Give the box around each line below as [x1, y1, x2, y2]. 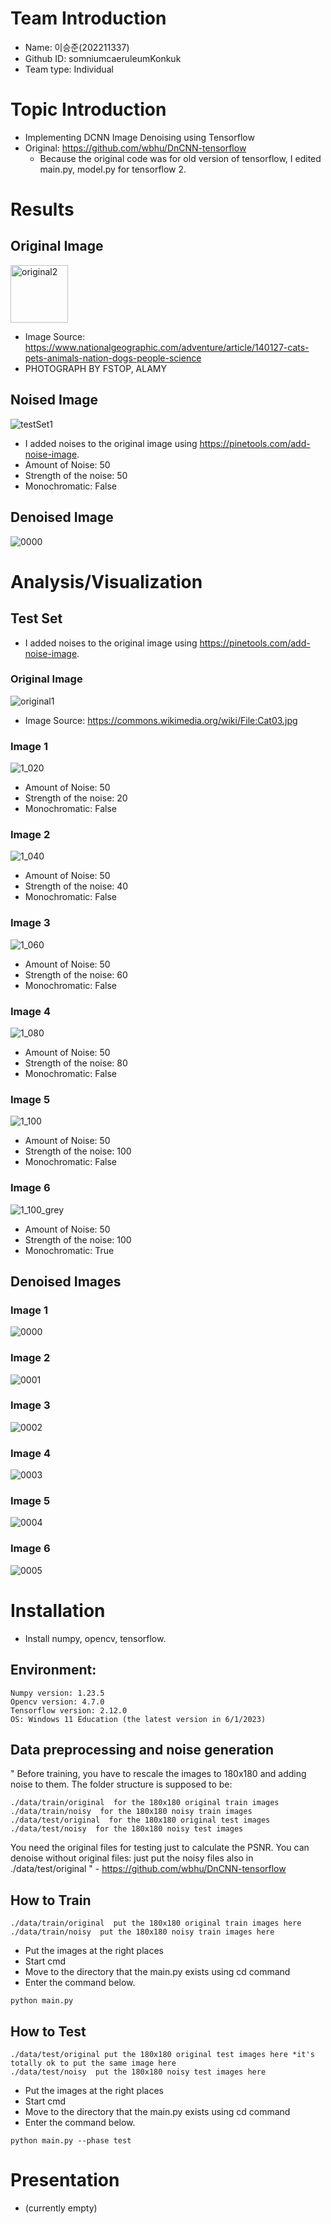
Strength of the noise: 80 [24, 1057, 128, 1069]
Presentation [10, 2169, 120, 2192]
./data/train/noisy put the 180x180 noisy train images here [10, 1927, 275, 1937]
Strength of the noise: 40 [24, 880, 129, 892]
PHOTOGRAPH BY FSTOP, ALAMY [24, 362, 167, 374]
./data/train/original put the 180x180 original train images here [10, 1918, 302, 1929]
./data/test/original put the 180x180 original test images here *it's [10, 2049, 315, 2059]
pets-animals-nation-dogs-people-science [24, 352, 202, 364]
